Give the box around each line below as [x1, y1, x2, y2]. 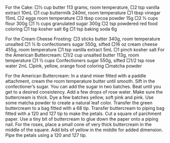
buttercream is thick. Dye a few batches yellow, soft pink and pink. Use [5, 94, 154, 100]
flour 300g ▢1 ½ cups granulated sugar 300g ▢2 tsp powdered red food [5, 20, 158, 26]
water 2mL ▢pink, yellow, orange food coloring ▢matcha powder [5, 63, 143, 69]
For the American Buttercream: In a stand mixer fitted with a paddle [5, 73, 147, 78]
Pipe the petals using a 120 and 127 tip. [5, 132, 87, 138]
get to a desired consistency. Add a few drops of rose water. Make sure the [5, 89, 163, 95]
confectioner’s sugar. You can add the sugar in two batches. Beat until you [5, 83, 161, 90]
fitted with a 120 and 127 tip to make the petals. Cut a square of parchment [5, 110, 161, 117]
